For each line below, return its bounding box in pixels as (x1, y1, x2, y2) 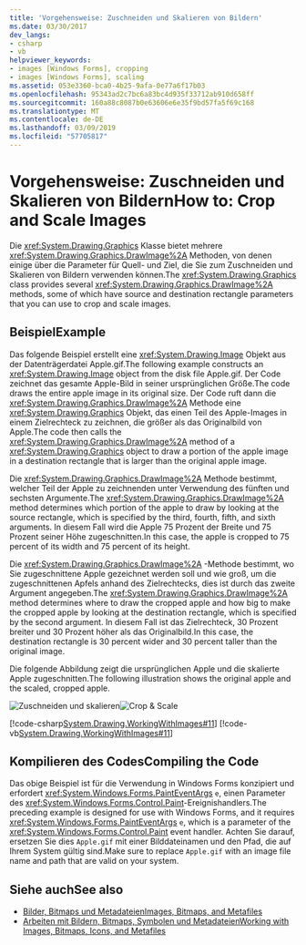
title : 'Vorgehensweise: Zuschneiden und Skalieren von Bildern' (9, 13, 262, 23)
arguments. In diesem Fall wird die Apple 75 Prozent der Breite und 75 (9, 521, 271, 532)
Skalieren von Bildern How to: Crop (9, 190, 276, 211)
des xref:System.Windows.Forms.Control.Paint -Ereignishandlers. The (9, 797, 267, 808)
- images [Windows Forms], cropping (9, 65, 148, 74)
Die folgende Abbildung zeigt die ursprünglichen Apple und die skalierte (9, 663, 280, 674)
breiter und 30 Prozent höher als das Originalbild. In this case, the (9, 626, 253, 637)
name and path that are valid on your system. (9, 856, 179, 867)
